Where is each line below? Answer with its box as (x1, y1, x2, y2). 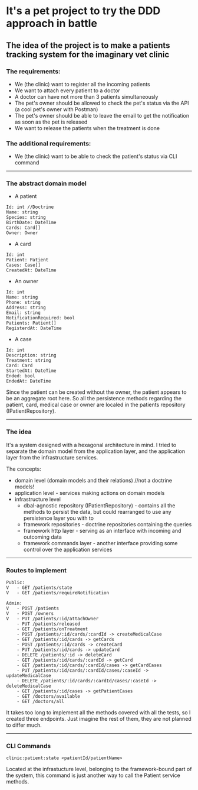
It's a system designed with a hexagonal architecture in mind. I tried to (6, 441, 177, 448)
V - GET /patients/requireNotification (6, 590, 110, 596)
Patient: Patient (6, 257, 49, 263)
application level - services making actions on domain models (14, 489, 165, 496)
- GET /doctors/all (16, 699, 65, 705)
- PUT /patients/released (16, 621, 81, 627)
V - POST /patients (6, 606, 60, 611)
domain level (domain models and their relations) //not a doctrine (14, 477, 173, 484)
